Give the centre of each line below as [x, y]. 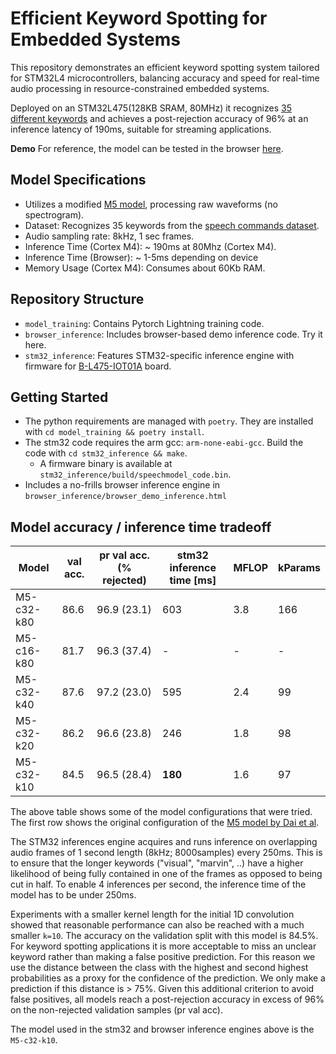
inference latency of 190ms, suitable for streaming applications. [141, 129]
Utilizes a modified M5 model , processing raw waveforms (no [151, 204]
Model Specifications [78, 180]
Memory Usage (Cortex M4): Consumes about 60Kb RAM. [145, 268]
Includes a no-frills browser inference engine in [122, 485]
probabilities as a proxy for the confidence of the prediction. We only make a [168, 978]
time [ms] [193, 580]
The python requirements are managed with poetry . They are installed [169, 421]
